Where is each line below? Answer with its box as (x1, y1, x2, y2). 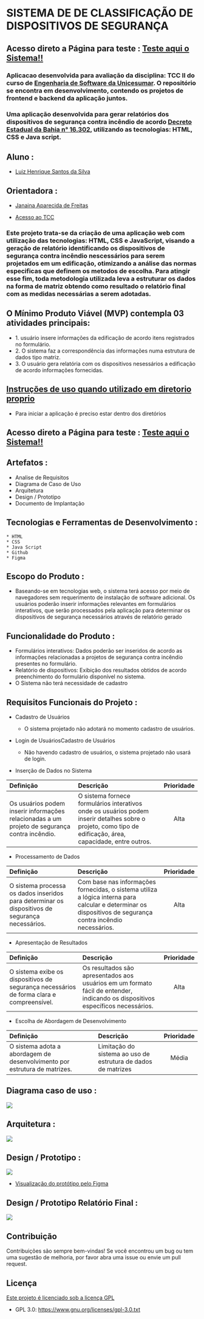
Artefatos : (6, 457, 48, 468)
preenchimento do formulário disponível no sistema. (15, 673, 146, 680)
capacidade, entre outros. (78, 837, 152, 846)
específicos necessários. (82, 1002, 154, 1010)
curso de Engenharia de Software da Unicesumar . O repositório (6, 79, 196, 87)
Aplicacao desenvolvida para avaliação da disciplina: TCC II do (6, 71, 195, 79)
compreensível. (9, 998, 53, 1007)
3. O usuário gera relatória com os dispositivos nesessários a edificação (15, 360, 196, 367)
